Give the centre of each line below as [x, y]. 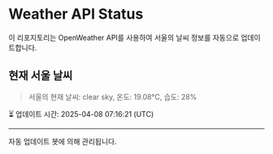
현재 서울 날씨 [41, 76]
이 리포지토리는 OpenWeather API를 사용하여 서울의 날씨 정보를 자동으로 [124, 37]
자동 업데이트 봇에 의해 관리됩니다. [63, 141]
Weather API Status [76, 14]
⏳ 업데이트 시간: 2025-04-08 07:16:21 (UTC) [81, 113]
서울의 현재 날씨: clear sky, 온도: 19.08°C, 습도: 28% [113, 96]
